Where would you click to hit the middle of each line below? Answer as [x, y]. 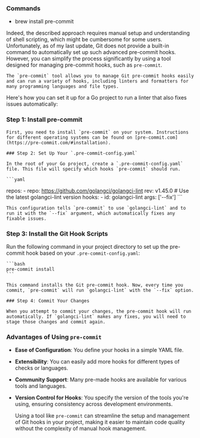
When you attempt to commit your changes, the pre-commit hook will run [99, 311]
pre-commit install [31, 269]
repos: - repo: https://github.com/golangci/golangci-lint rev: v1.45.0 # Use [98, 190]
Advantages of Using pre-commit [54, 336]
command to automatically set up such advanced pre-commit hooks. [91, 52]
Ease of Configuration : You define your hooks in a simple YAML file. [99, 350]
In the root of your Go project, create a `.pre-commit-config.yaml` [95, 163]
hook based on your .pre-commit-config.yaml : [83, 253]
